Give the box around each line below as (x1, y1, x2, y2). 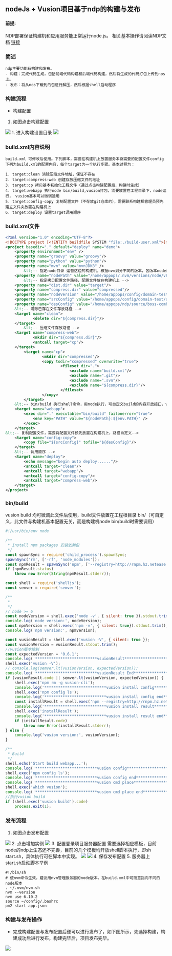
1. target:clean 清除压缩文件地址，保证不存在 (5, 172, 96, 177)
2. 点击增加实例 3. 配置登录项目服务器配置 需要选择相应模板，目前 (11, 840, 157, 846)
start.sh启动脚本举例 (5, 860, 49, 866)
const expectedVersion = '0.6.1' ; (5, 651, 79, 656)
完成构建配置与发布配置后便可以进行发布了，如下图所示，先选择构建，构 (12, 929, 165, 935)
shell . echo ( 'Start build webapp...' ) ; (5, 761, 88, 766)
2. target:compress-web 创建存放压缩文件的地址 (5, 177, 100, 183)
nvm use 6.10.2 (5, 894, 38, 899)
